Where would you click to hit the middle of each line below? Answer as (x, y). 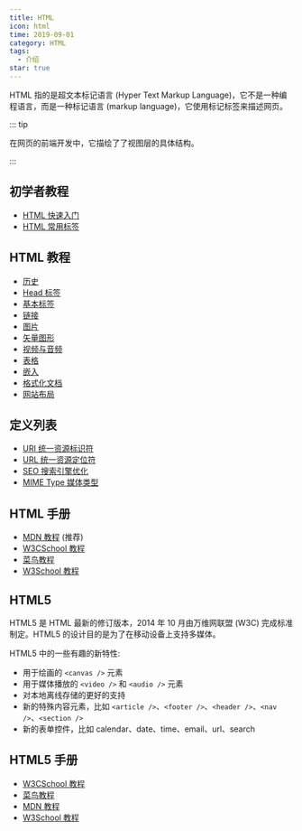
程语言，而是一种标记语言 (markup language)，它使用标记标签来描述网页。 (149, 106)
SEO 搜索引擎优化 (55, 472)
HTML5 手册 (44, 760)
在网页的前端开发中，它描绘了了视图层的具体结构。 (104, 143)
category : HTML (38, 43)
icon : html (30, 26)
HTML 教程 (40, 258)
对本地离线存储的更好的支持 (74, 695)
